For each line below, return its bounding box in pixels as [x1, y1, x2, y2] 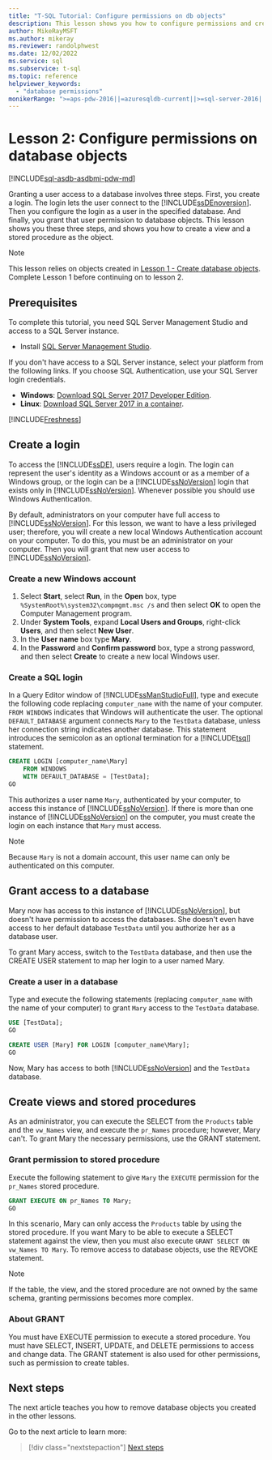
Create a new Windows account [8, 573, 136, 584]
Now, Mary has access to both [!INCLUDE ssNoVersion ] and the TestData [8, 1063, 250, 1073]
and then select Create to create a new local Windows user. [19, 651, 220, 661]
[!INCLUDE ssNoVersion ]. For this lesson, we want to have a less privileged [8, 518, 257, 527]
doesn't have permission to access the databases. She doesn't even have [8, 914, 255, 924]
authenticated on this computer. [8, 860, 115, 870]
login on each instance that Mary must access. [8, 820, 162, 830]
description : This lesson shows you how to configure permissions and [8, 19, 252, 28]
